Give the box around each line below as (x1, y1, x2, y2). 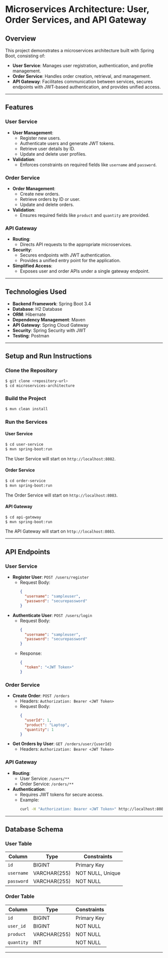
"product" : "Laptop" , (24, 722, 70, 728)
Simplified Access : (12, 263, 52, 269)
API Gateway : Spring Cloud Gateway (12, 322, 89, 328)
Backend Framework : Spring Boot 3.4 (12, 301, 91, 307)
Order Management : (12, 185, 56, 191)
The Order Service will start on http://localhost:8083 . (5, 492, 118, 498)
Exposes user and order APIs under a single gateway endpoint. (19, 268, 150, 274)
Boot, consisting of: (5, 53, 45, 59)
